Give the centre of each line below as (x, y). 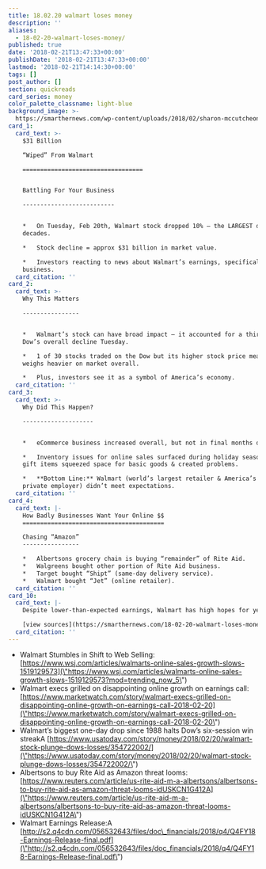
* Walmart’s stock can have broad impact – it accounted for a (133, 334)
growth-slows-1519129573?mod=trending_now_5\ (101, 680)
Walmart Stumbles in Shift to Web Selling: (87, 654)
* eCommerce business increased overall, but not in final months (138, 443)
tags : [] (23, 74)
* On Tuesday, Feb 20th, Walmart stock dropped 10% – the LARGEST (138, 227)
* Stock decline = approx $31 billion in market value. (120, 248)
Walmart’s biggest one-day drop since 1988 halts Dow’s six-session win (137, 730)
